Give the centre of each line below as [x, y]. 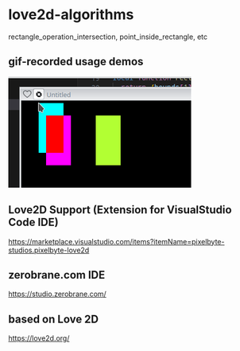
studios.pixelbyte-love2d [49, 250]
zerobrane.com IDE [57, 275]
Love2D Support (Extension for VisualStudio [120, 210]
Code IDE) [33, 222]
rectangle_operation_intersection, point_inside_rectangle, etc [108, 37]
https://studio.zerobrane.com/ [58, 294]
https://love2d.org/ [39, 338]
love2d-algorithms [71, 15]
